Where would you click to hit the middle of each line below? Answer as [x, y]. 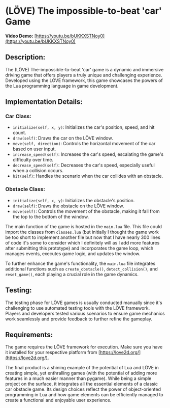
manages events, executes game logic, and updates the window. [73, 253]
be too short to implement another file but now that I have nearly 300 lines [83, 237]
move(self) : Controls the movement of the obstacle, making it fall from [86, 211]
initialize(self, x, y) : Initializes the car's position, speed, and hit [83, 127]
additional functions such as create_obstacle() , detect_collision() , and [82, 269]
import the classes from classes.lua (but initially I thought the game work [82, 232]
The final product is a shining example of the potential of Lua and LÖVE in [82, 368]
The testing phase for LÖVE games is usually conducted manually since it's [84, 303]
